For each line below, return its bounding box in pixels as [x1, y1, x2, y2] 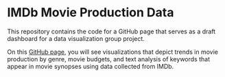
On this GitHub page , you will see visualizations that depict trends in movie [7, 48, 218, 56]
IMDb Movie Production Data [7, 5, 174, 20]
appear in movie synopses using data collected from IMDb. [7, 62, 174, 70]
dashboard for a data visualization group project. [7, 34, 145, 42]
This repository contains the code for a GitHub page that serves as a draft [7, 27, 216, 35]
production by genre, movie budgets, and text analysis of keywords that [7, 55, 211, 63]
